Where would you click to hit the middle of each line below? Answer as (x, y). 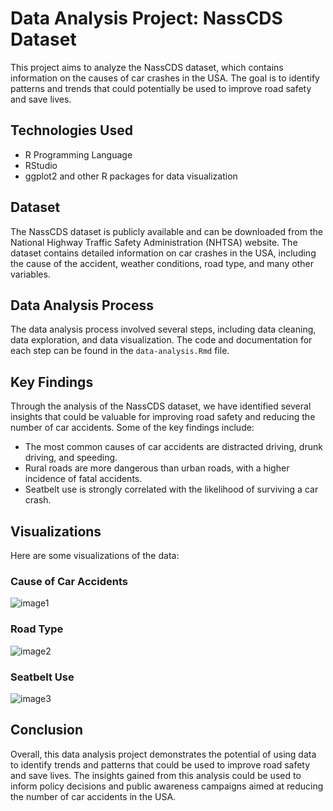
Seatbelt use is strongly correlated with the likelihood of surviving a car (171, 489)
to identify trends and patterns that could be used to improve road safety (160, 764)
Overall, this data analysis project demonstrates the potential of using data (163, 754)
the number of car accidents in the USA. (93, 796)
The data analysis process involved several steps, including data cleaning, (163, 329)
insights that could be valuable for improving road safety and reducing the (163, 417)
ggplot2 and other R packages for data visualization (131, 176)
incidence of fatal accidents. (83, 479)
